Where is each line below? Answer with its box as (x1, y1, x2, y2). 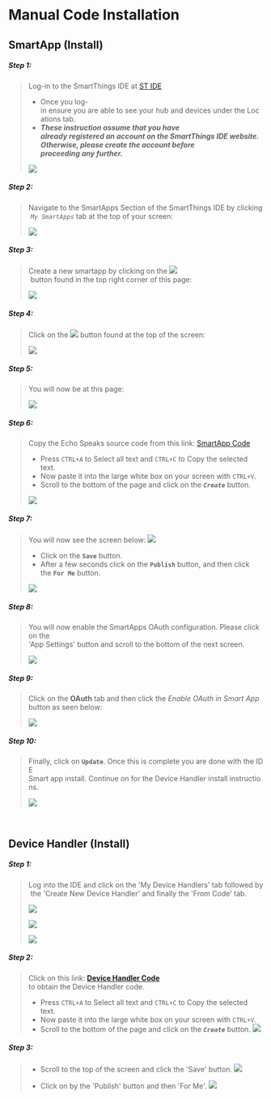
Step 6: (8, 418, 34, 428)
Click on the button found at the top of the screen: (28, 330, 205, 340)
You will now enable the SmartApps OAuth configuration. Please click (28, 622, 260, 632)
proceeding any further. (40, 148, 123, 158)
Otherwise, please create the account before (40, 139, 196, 149)
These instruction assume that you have (40, 122, 180, 132)
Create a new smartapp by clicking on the (28, 266, 168, 276)
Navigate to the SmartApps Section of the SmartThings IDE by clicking (28, 203, 263, 212)
